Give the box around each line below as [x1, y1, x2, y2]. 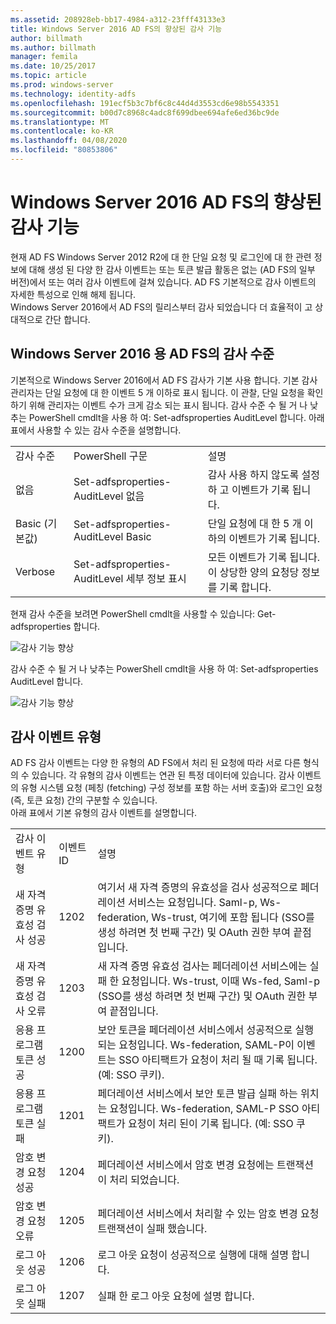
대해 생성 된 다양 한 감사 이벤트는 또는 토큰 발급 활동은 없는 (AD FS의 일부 [28, 263, 316, 275]
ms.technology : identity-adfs [10, 89, 137, 99]
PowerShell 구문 [73, 449, 148, 463]
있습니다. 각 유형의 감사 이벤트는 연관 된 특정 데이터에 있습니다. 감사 [31, 769, 295, 781]
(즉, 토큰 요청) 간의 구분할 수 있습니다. [10, 794, 158, 806]
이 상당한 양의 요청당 [207, 565, 300, 579]
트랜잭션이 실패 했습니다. [97, 1222, 208, 1236]
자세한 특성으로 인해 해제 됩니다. [10, 288, 137, 300]
